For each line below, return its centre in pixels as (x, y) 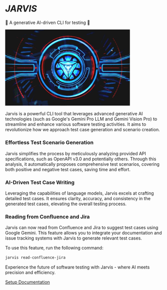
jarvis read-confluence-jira (35, 258)
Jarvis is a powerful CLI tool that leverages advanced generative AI (74, 114)
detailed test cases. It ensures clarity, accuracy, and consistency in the (78, 199)
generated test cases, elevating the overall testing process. (66, 204)
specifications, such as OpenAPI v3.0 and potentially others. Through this (81, 159)
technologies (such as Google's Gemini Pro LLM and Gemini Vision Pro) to (81, 119)
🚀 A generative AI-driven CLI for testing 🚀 (48, 22)
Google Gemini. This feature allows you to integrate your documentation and (83, 233)
